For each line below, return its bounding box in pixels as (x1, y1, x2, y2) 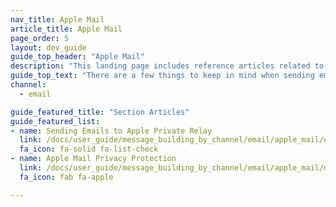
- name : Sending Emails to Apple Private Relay (10, 126, 213, 136)
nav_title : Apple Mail (10, 14, 105, 25)
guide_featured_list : (10, 116, 101, 126)
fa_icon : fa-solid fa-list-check (19, 144, 159, 155)
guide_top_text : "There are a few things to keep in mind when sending (10, 71, 315, 81)
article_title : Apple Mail (10, 24, 123, 34)
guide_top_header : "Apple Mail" (10, 52, 145, 62)
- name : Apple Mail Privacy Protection (10, 154, 177, 164)
